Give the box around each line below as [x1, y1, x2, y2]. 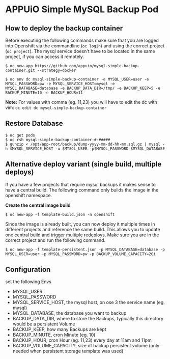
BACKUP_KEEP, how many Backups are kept [12, 326, 106, 333]
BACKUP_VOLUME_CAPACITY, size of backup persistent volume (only [12, 343, 160, 349]
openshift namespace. [5, 192, 52, 198]
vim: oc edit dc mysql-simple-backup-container [5, 104, 107, 111]
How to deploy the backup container [5, 24, 123, 33]
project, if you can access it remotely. [5, 53, 84, 60]
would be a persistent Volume [12, 321, 75, 327]
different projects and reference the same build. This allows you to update [5, 226, 160, 232]
